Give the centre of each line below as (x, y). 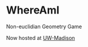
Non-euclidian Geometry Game (44, 26)
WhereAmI (33, 10)
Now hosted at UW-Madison (41, 38)
